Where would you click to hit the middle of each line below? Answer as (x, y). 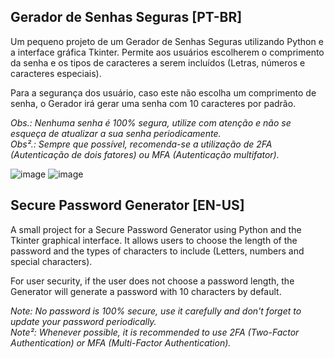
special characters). (51, 261)
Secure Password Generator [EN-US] (127, 205)
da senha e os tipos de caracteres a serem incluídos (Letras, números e (158, 62)
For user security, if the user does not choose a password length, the (152, 281)
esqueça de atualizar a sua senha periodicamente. (116, 133)
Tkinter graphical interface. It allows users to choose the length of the (154, 240)
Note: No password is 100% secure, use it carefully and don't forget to (156, 311)
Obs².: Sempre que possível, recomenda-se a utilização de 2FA (141, 144)
